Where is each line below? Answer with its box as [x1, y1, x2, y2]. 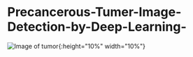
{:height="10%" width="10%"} [58, 42, 145, 50]
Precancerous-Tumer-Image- [7, 4, 182, 20]
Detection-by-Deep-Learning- [7, 19, 187, 35]
